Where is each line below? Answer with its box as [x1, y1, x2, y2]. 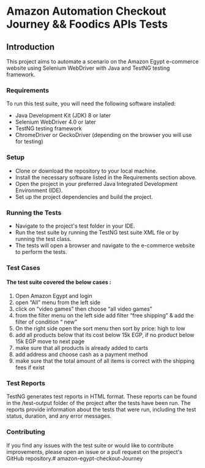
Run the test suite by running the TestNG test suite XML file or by [15, 228, 179, 236]
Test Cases [6, 263, 41, 272]
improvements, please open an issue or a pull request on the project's [6, 448, 182, 455]
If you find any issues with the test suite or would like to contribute [6, 442, 174, 449]
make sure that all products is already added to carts [15, 344, 149, 352]
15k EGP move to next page [15, 338, 84, 345]
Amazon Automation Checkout [6, 4, 166, 18]
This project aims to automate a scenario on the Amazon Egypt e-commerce [6, 58, 199, 65]
